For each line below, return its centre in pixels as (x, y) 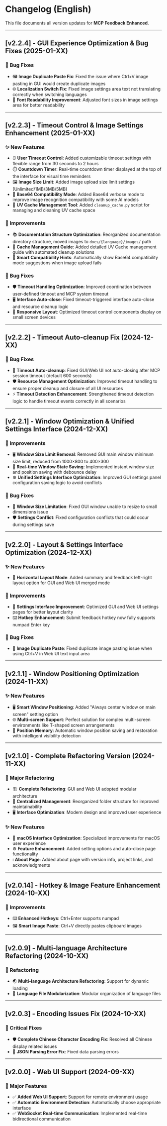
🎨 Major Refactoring (30, 778)
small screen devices (34, 317)
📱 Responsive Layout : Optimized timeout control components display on (87, 311)
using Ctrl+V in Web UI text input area (51, 653)
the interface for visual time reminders (51, 176)
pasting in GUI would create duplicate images (59, 84)
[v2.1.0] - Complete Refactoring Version (68, 756)
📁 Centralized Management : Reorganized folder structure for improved (85, 802)
